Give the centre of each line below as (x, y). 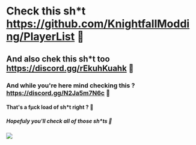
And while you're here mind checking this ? (71, 85)
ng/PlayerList (41, 37)
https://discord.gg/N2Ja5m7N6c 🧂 (58, 93)
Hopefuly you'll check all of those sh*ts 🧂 (59, 121)
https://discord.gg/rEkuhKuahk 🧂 (70, 68)
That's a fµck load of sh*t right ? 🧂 (50, 107)
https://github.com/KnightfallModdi (98, 24)
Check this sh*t (46, 11)
